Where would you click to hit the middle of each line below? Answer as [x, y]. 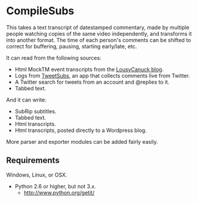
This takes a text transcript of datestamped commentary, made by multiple [98, 27]
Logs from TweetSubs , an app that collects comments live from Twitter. [102, 75]
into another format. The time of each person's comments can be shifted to [99, 40]
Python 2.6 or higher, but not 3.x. [55, 186]
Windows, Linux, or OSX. [37, 175]
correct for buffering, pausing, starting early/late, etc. [72, 46]
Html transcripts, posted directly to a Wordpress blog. [81, 130]
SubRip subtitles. [35, 111]
